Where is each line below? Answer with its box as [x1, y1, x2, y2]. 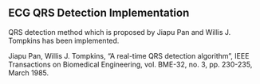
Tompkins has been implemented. [8, 36, 120, 45]
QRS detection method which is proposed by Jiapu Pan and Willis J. [8, 27, 231, 36]
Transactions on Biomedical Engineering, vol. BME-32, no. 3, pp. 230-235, [8, 59, 253, 69]
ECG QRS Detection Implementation [8, 6, 190, 20]
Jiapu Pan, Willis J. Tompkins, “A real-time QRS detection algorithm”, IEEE [8, 51, 250, 60]
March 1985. [8, 67, 49, 78]
